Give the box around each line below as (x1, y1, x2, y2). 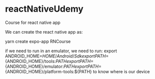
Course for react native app (5, 20, 61, 25)
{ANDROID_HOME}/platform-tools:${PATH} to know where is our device (5, 68, 150, 74)
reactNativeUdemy (5, 3, 84, 15)
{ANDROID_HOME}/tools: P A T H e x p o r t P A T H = (5, 58, 94, 64)
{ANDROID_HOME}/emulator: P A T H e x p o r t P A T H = (5, 63, 102, 69)
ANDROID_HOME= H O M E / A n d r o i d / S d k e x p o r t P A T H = (5, 53, 109, 59)
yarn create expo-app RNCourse (5, 38, 71, 44)
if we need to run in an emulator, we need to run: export (5, 48, 117, 54)
